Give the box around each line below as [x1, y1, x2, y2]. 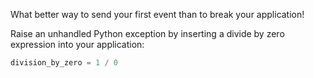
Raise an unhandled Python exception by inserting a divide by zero [10, 28, 285, 39]
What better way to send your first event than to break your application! [10, 9, 305, 20]
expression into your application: [10, 39, 145, 50]
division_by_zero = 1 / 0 [10, 58, 118, 68]
